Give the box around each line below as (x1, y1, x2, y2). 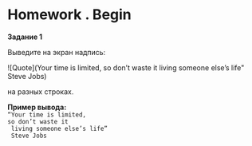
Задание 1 (7, 32, 43, 41)
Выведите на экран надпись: (7, 47, 106, 57)
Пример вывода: (7, 102, 67, 112)
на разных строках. (7, 86, 74, 97)
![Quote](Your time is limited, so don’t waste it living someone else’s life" (7, 62, 245, 73)
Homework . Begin (7, 6, 132, 24)
